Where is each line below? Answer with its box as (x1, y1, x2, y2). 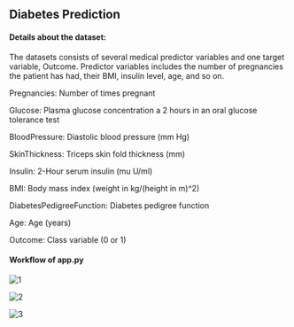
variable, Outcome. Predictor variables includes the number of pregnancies (9, 61, 283, 72)
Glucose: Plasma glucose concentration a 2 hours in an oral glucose (9, 105, 258, 115)
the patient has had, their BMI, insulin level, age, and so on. (9, 70, 225, 81)
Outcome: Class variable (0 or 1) (9, 234, 127, 245)
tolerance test (9, 114, 60, 125)
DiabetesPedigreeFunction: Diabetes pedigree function (9, 199, 210, 211)
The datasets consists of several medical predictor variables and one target (9, 51, 285, 62)
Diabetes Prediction (9, 7, 121, 22)
